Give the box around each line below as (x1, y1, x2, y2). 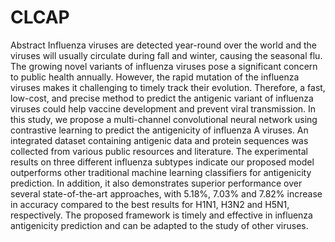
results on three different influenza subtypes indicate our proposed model (10, 156, 315, 168)
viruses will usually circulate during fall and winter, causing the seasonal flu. (10, 49, 323, 61)
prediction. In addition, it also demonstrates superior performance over (10, 177, 303, 189)
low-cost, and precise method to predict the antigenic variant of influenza (10, 92, 314, 104)
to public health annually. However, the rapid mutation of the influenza (10, 71, 300, 83)
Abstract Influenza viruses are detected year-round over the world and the (10, 39, 317, 51)
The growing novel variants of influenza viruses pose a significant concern (10, 60, 318, 72)
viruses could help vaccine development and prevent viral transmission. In (10, 102, 317, 115)
